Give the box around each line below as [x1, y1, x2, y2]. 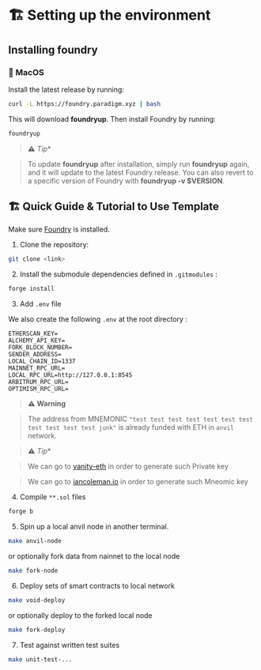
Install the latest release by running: [8, 85, 125, 94]
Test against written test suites [19, 640, 120, 649]
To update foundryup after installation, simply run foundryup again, [27, 159, 250, 168]
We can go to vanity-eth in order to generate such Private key [27, 461, 229, 471]
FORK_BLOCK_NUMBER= [8, 344, 73, 352]
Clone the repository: [19, 240, 89, 250]
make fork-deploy [8, 626, 66, 634]
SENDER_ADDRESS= [8, 351, 62, 359]
